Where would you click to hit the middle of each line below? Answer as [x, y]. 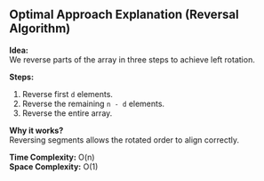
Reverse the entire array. [67, 113]
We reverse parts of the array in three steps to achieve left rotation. [132, 59]
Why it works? [36, 130]
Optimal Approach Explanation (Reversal [124, 15]
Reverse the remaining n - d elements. [93, 103]
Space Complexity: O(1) [54, 166]
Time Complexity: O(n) [52, 157]
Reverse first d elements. [68, 94]
